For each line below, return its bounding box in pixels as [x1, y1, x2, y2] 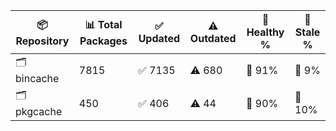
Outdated [189, 32, 237, 45]
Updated [138, 32, 181, 45]
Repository [15, 34, 70, 48]
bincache [15, 72, 60, 85]
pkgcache [15, 105, 63, 118]
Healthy [246, 25, 285, 39]
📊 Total [84, 17, 123, 31]
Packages [79, 34, 128, 48]
